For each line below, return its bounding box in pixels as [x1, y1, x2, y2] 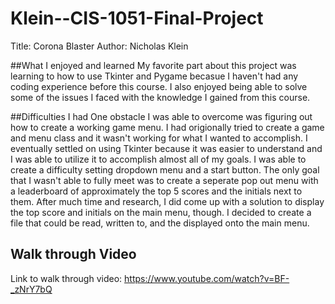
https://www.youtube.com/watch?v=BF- [124, 272, 290, 284]
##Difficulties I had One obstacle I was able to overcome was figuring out [10, 110, 313, 122]
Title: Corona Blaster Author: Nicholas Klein [10, 40, 189, 52]
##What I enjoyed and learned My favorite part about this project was [10, 59, 297, 71]
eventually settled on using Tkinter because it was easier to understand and [10, 142, 323, 154]
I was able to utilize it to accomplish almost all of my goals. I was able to [10, 153, 307, 165]
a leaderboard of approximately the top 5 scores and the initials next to [10, 185, 303, 197]
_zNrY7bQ [10, 283, 53, 295]
